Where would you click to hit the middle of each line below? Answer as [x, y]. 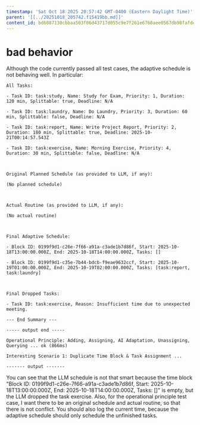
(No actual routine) [32, 216]
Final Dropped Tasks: [33, 294]
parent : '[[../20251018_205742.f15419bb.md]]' [65, 17]
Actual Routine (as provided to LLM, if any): [65, 206]
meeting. [17, 310]
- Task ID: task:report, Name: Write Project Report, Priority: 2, [92, 127]
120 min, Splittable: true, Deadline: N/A [60, 102]
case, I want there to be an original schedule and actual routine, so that [93, 403]
